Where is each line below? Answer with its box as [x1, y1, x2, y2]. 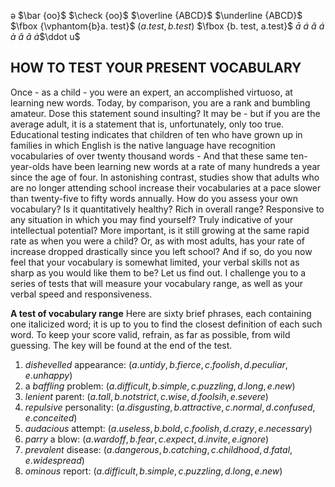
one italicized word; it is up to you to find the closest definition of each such [10, 318, 323, 330]
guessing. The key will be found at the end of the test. [10, 339, 233, 351]
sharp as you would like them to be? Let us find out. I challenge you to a [10, 266, 307, 279]
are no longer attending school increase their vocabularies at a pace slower [10, 181, 322, 194]
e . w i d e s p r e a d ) [24, 454, 85, 466]
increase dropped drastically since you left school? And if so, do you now [10, 245, 313, 257]
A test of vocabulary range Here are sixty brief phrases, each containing [10, 307, 312, 319]
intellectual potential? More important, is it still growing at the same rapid [10, 224, 310, 236]
